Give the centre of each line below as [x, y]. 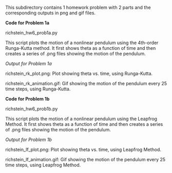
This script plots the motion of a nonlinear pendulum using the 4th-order [82, 43]
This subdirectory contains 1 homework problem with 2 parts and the [78, 7]
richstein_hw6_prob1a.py [32, 33]
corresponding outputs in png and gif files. [51, 13]
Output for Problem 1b [29, 140]
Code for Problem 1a [27, 23]
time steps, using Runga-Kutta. [38, 89]
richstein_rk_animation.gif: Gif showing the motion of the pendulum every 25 [86, 83]
